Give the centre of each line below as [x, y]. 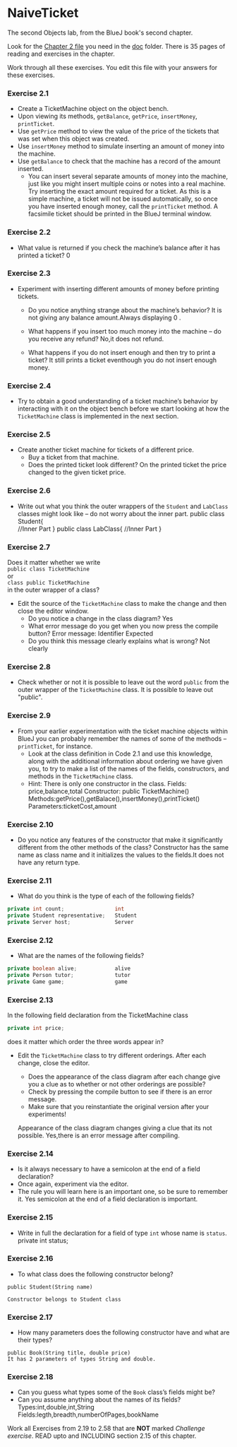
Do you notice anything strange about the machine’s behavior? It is [125, 310]
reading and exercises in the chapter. [61, 54]
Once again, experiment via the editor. [73, 1184]
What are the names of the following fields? [81, 956]
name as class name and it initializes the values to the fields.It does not [121, 855]
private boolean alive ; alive [69, 969]
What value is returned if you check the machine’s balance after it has [119, 247]
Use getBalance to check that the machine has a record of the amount [119, 161]
